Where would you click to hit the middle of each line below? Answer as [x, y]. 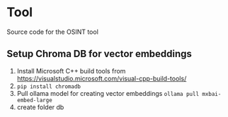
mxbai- [212, 94]
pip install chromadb [49, 86]
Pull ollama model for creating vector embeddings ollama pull [108, 93]
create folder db [40, 107]
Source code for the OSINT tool [52, 32]
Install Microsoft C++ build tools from [71, 70]
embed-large [34, 100]
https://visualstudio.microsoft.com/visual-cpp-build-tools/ [102, 78]
